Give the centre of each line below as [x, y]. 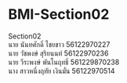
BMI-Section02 [59, 14]
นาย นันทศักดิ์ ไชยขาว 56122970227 [59, 44]
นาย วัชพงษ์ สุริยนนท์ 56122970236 [58, 53]
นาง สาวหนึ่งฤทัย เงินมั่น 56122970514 [62, 70]
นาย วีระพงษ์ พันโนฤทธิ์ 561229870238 [64, 62]
